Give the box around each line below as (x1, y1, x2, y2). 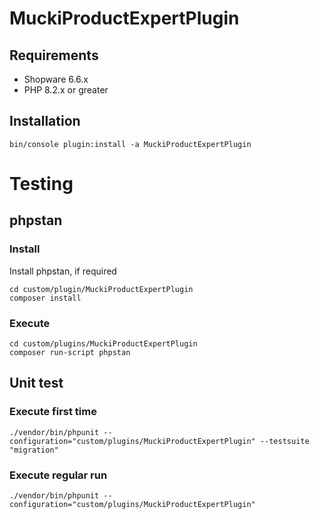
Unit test (9, 375, 64, 392)
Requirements (9, 47, 99, 64)
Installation (9, 113, 81, 130)
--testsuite (259, 436, 310, 446)
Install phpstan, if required (9, 265, 117, 277)
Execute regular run (9, 468, 108, 482)
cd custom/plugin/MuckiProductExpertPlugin (9, 284, 194, 294)
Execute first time (9, 405, 97, 419)
